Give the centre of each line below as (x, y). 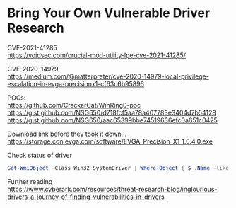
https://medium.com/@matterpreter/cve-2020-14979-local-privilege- (108, 76)
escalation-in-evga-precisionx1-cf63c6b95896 (76, 83)
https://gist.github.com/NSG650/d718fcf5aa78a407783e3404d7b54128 (112, 112)
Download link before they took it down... (67, 134)
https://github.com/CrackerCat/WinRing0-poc (74, 105)
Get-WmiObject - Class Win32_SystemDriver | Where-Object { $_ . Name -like (118, 168)
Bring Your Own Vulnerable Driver (109, 13)
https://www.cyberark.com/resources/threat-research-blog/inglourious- (112, 189)
